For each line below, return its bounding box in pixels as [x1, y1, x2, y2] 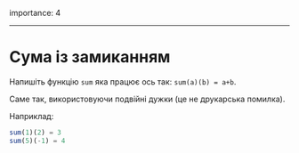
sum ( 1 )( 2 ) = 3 [9, 128, 62, 137]
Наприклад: [9, 110, 54, 121]
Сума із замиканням [9, 47, 171, 68]
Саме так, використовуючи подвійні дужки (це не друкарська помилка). [9, 93, 286, 104]
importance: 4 [9, 8, 61, 18]
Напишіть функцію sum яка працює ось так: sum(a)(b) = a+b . [9, 76, 237, 87]
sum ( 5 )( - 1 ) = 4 [9, 136, 66, 145]
